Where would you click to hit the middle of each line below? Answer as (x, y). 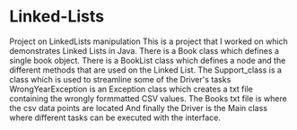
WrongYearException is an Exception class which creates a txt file (131, 89)
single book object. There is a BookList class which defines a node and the (148, 60)
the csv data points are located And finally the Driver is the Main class (138, 108)
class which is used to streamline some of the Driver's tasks (120, 79)
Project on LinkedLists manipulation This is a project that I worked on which (149, 41)
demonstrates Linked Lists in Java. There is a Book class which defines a (144, 50)
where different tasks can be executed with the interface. (115, 117)
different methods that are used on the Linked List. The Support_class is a (146, 70)
